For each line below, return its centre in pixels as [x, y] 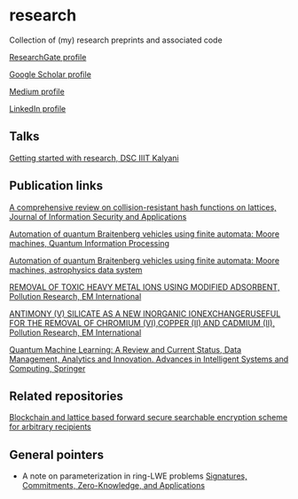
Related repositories [67, 396]
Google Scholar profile [50, 74]
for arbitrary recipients [50, 427]
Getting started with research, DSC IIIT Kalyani [94, 158]
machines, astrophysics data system [76, 269]
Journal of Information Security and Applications [98, 216]
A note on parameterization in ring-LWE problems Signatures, [134, 476]
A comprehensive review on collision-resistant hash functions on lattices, [143, 207]
